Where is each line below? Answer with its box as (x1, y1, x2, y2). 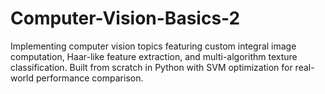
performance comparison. (35, 72, 144, 84)
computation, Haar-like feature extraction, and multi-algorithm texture (10, 50, 298, 62)
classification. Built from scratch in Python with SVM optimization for (10, 61, 293, 73)
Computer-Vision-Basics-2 (10, 7, 241, 30)
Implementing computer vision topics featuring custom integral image (10, 40, 297, 52)
